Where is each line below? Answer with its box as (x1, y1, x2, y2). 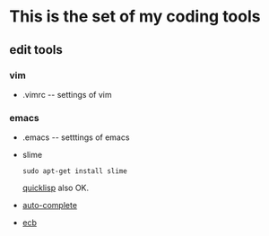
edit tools (9, 42, 63, 57)
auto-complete (22, 200, 78, 211)
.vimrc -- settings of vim (22, 89, 112, 100)
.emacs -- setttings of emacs (22, 132, 130, 143)
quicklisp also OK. (22, 182, 90, 194)
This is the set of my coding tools (9, 6, 261, 27)
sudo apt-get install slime (22, 167, 127, 176)
